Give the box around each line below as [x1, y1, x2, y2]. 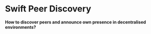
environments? [5, 24, 36, 30]
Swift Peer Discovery [5, 3, 91, 14]
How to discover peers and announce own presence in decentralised [5, 19, 146, 25]
